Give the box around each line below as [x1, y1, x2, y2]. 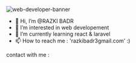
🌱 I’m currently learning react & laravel [15, 30, 111, 38]
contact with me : [6, 51, 50, 58]
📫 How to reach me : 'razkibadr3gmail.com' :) [15, 37, 131, 44]
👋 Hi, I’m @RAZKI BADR [15, 18, 74, 24]
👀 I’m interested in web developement [15, 24, 109, 31]
